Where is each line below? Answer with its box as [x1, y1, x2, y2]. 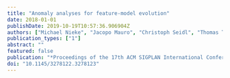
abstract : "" [7, 41, 44, 48]
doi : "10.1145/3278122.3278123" [7, 60, 99, 67]
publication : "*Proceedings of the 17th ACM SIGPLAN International [7, 54, 204, 61]
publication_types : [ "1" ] [7, 35, 81, 42]
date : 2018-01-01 [7, 16, 57, 23]
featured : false [7, 48, 53, 55]
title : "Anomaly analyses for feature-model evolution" [7, 9, 170, 17]
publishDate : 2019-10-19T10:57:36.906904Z [7, 22, 130, 29]
